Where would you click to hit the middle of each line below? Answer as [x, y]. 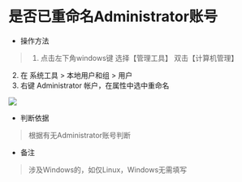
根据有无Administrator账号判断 [80, 135]
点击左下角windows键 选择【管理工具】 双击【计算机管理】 [139, 58]
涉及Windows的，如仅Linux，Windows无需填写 [108, 169]
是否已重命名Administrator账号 [113, 17]
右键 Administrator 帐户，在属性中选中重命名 [95, 85]
